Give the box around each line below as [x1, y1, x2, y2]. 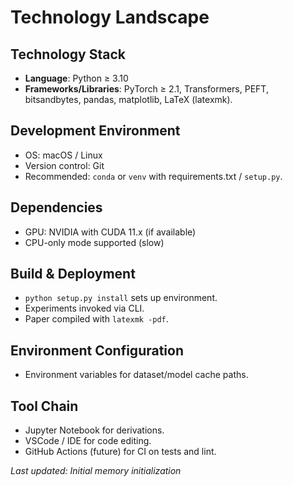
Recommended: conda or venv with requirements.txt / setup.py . [24, 170, 283, 182]
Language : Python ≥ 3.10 [24, 72, 129, 84]
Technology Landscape [10, 6, 210, 29]
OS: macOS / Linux [24, 149, 103, 161]
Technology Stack [10, 46, 126, 63]
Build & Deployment [10, 266, 136, 283]
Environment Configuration [10, 342, 184, 359]
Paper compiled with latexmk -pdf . [24, 313, 169, 325]
